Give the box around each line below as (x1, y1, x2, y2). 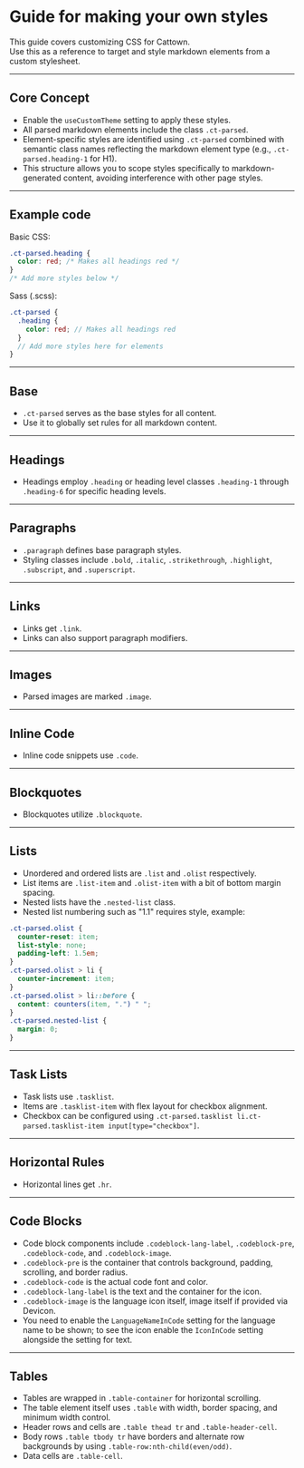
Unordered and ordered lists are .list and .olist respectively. (22, 868, 257, 879)
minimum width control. (22, 1412, 111, 1423)
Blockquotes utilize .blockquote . (22, 809, 143, 820)
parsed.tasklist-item (22, 1122, 104, 1131)
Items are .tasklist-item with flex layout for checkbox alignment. (22, 1100, 269, 1112)
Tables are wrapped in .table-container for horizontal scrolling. (22, 1393, 261, 1404)
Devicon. (22, 1305, 56, 1316)
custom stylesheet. (9, 55, 81, 66)
